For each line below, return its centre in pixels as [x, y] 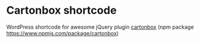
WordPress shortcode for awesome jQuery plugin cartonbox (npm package [100, 27]
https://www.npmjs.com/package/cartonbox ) [63, 33]
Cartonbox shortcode [62, 10]
